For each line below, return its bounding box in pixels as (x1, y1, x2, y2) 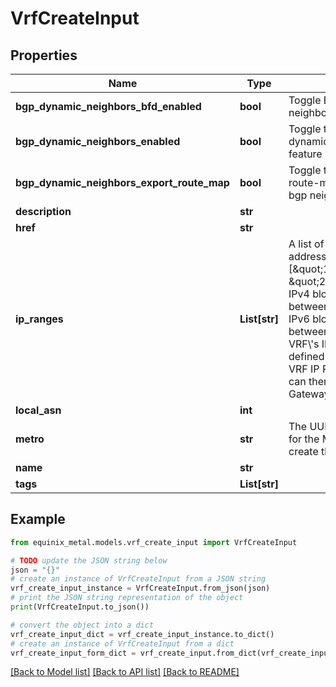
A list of (288, 237, 325, 251)
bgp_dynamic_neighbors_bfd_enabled (15, 100, 202, 113)
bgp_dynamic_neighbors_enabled (15, 135, 181, 148)
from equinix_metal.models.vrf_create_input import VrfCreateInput (10, 537, 298, 547)
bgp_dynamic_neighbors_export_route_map (15, 176, 230, 189)
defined (288, 350, 325, 363)
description (15, 205, 72, 218)
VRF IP (288, 362, 320, 376)
